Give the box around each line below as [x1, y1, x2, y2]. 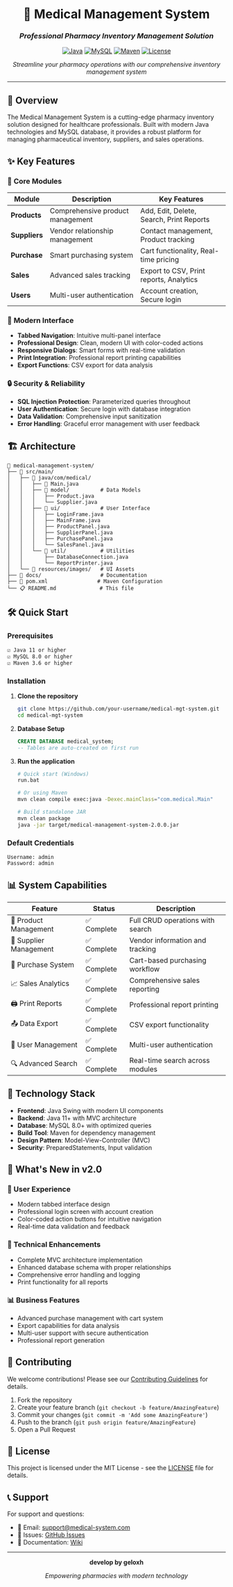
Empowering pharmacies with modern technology [44, 1572, 189, 1580]
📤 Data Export [10, 1019, 59, 1029]
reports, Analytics [140, 274, 198, 284]
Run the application [17, 757, 75, 765]
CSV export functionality [129, 1020, 209, 1029]
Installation [7, 676, 46, 686]
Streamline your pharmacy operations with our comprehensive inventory [12, 61, 221, 69]
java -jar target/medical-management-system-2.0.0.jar [17, 821, 180, 828]
